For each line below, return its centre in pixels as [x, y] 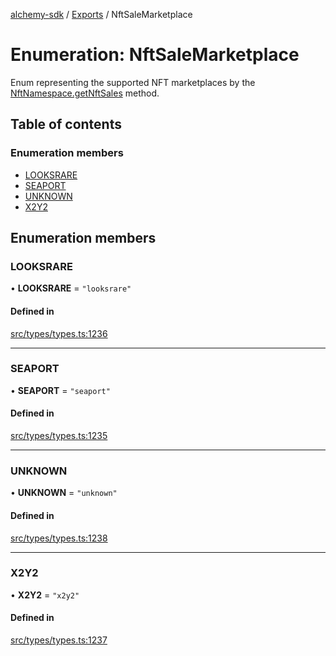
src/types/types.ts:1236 [59, 333]
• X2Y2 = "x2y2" [45, 595]
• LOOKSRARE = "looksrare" [71, 288]
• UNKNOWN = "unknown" [64, 493]
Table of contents [66, 124]
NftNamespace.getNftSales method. [85, 93]
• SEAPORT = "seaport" [60, 390]
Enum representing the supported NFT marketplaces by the [133, 82]
